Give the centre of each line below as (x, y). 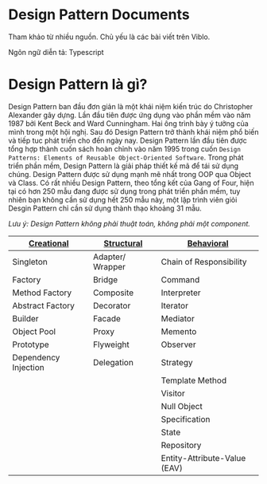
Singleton (30, 262)
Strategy (177, 362)
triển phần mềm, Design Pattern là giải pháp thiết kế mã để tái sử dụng (124, 166)
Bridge (105, 279)
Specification (186, 419)
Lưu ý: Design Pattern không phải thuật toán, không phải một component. (129, 223)
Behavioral (208, 243)
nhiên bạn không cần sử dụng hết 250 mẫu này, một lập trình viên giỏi (123, 199)
